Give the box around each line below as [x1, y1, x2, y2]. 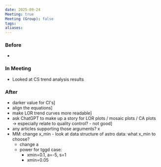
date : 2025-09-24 [5, 7, 41, 12]
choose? [12, 136, 30, 142]
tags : [5, 21, 16, 26]
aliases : [5, 26, 23, 30]
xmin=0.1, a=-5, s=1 [27, 152, 66, 158]
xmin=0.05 [27, 157, 49, 163]
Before [5, 42, 22, 49]
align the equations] [12, 105, 53, 111]
